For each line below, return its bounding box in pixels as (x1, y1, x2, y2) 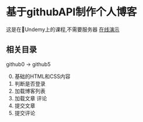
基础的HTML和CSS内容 (14, 73, 71, 80)
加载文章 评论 (14, 94, 47, 101)
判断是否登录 (14, 80, 46, 87)
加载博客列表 (14, 87, 46, 94)
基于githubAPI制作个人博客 (6, 5, 137, 19)
